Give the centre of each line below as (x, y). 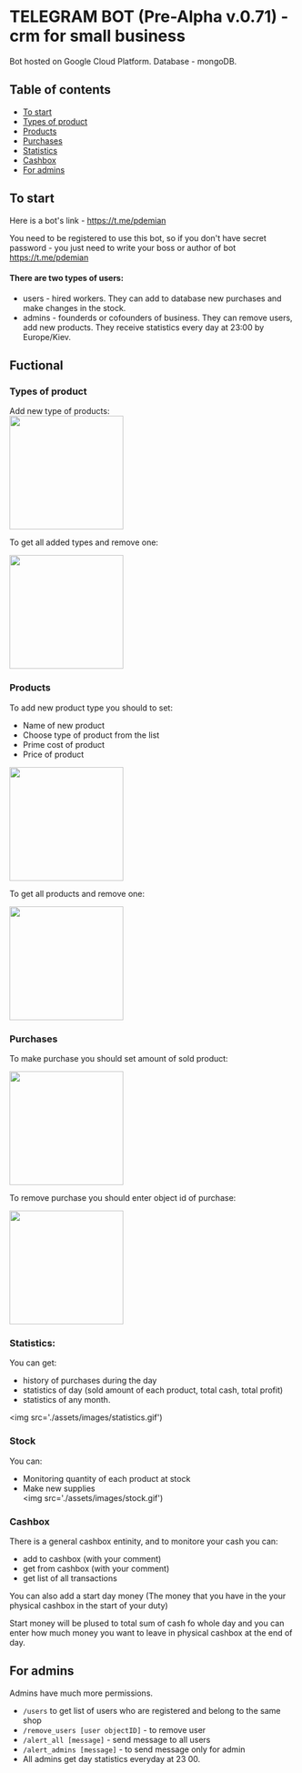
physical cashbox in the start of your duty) (89, 1605)
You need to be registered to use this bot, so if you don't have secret (138, 237)
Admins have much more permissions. (81, 1693)
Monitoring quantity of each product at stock (106, 1478)
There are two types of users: (67, 278)
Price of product (53, 754)
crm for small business (98, 36)
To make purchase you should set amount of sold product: (119, 1059)
